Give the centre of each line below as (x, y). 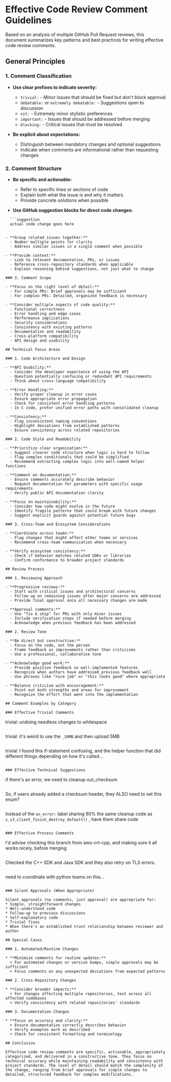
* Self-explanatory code (32, 918)
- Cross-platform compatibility (44, 336)
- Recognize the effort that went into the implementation (74, 694)
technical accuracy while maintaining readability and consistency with (84, 1061)
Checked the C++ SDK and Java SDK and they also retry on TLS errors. (80, 862)
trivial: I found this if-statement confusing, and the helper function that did (83, 751)
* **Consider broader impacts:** (41, 989)
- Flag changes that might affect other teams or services (74, 538)
